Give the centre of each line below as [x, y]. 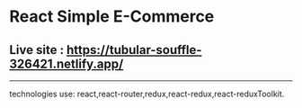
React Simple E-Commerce [112, 17]
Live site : [37, 50]
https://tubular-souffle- [134, 50]
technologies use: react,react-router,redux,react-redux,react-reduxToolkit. [147, 94]
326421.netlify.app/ [67, 63]
